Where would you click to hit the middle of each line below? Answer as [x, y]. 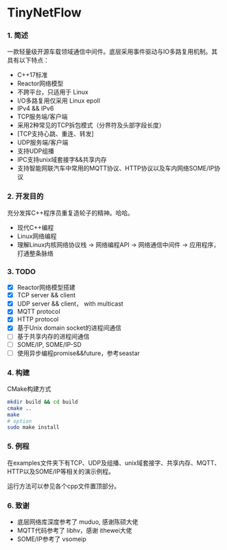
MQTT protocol [38, 312]
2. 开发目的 [25, 196]
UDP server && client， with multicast [70, 304]
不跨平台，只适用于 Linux [53, 92]
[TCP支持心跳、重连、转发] [55, 134]
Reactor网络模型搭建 [46, 288]
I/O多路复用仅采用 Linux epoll [59, 101]
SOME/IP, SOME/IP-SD [49, 344]
